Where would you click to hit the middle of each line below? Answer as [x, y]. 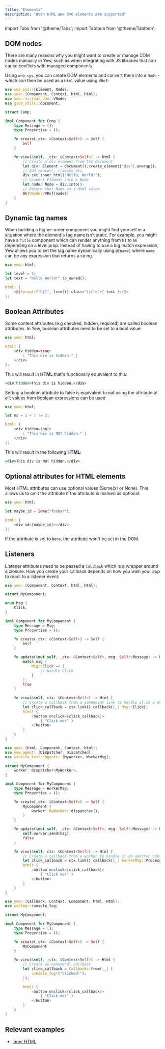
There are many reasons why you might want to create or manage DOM [78, 55]
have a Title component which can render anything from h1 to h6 [71, 240]
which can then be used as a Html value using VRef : [57, 81]
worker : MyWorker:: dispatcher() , [65, 811]
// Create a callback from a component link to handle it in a [89, 703]
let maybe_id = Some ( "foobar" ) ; [38, 511]
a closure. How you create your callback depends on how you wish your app [82, 571]
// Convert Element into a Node [56, 180]
